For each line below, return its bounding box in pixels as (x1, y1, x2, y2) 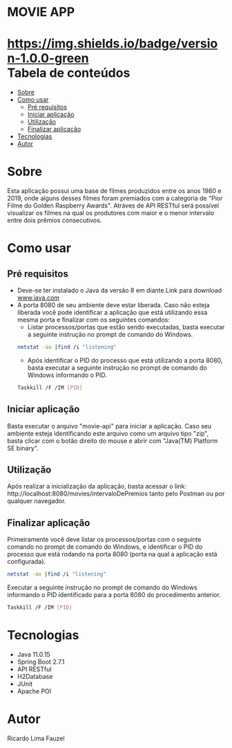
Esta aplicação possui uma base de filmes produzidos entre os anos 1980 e (7, 187, 222, 195)
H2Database (17, 672, 53, 680)
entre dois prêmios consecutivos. (7, 216, 102, 225)
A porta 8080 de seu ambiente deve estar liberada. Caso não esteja (17, 301, 210, 309)
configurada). (7, 558, 46, 566)
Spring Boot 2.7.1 (17, 657, 65, 666)
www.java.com (17, 293, 60, 302)
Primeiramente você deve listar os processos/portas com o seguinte (7, 536, 202, 544)
